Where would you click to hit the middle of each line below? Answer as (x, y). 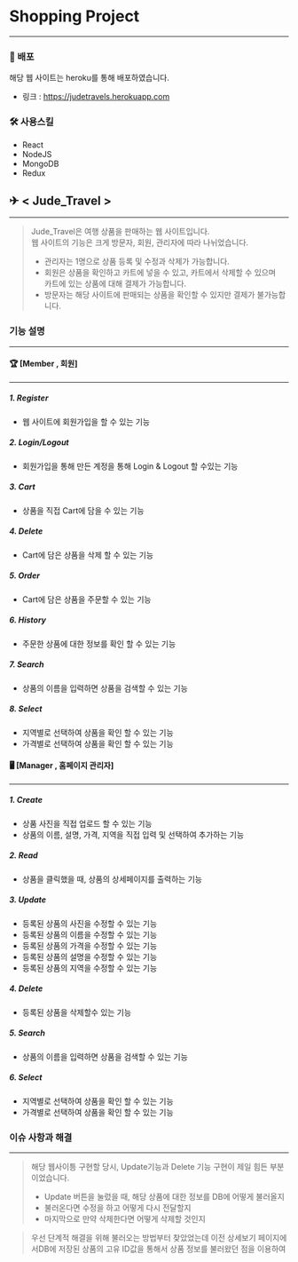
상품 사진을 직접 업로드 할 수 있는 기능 (87, 823)
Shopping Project (74, 16)
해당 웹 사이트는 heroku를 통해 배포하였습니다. (90, 78)
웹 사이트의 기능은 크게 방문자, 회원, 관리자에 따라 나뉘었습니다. (140, 242)
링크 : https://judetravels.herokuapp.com (96, 97)
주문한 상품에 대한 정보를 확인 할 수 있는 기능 (99, 643)
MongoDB (40, 163)
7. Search (27, 664)
